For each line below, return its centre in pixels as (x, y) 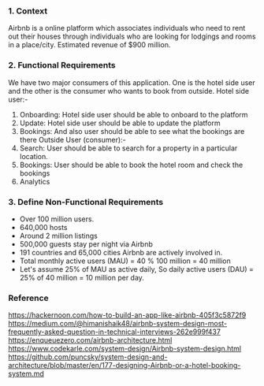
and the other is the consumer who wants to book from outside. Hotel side (129, 91)
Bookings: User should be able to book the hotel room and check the (131, 165)
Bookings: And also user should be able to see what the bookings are (132, 131)
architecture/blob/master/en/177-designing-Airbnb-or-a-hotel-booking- (125, 366)
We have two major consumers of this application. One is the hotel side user (132, 82)
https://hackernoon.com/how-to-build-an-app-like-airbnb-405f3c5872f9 (127, 315)
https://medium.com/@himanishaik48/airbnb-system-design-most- (118, 324)
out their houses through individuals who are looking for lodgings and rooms (132, 36)
